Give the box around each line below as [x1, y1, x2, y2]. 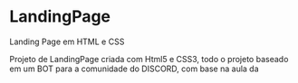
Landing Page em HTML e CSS [9, 36, 125, 47]
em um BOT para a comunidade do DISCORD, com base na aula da [9, 63, 260, 74]
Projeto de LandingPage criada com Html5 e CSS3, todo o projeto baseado [9, 53, 289, 64]
